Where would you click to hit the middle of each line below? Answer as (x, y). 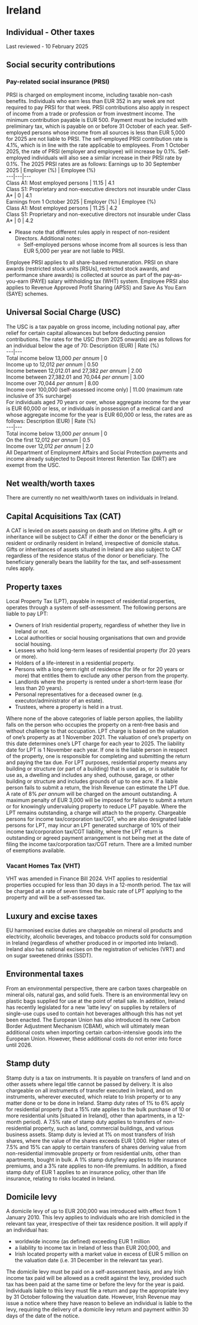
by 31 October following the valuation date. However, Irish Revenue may (94, 1297)
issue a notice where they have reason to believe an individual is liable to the (99, 1303)
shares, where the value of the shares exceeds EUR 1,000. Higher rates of (96, 1140)
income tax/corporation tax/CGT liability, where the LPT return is (85, 831)
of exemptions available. (36, 850)
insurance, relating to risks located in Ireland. (61, 1178)
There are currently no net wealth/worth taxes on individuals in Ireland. (92, 498)
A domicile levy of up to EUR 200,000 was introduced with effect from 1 (93, 1211)
